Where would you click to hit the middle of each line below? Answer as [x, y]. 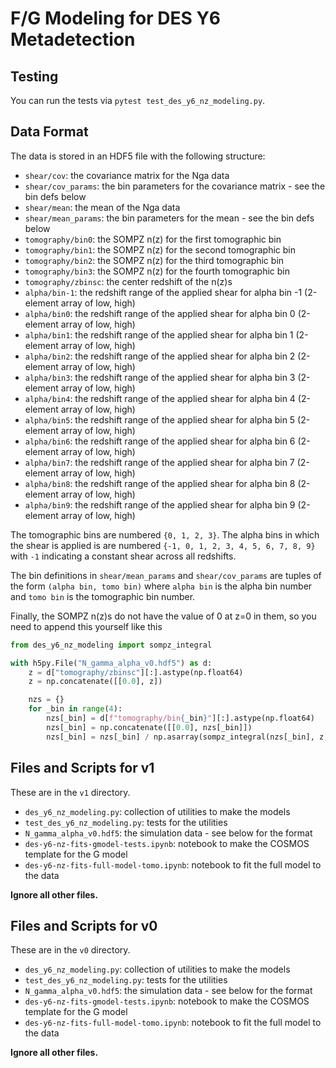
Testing [34, 76]
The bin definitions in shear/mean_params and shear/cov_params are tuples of [166, 575]
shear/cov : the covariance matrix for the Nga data [127, 175]
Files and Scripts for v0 [84, 925]
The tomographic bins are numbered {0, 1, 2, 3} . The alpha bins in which [165, 534]
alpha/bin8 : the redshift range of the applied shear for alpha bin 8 [160, 483]
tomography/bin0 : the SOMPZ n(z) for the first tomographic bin [153, 239]
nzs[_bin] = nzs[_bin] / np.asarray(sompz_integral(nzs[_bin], [180, 737]
